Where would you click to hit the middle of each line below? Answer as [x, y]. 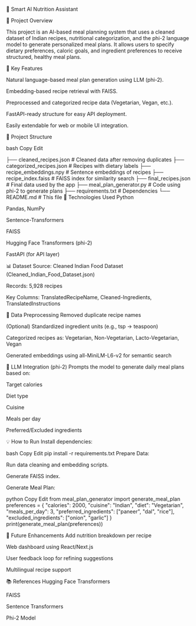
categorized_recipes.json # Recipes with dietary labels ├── [79, 166]
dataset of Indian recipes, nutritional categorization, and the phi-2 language [98, 38]
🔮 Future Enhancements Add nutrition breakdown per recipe [79, 535]
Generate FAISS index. [33, 476]
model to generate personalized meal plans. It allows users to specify [90, 44]
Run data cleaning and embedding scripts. [57, 465]
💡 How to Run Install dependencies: [49, 441]
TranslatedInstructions [33, 304]
